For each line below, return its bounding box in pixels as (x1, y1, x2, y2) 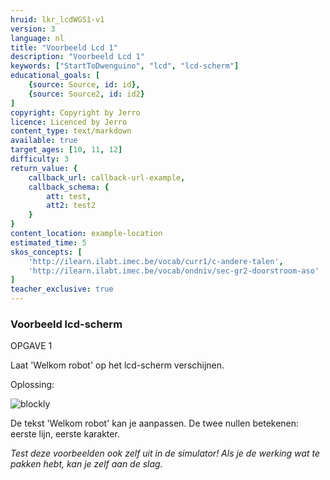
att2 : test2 (46, 201, 97, 211)
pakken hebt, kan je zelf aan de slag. (10, 458, 163, 470)
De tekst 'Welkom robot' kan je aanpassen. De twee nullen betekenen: (10, 417, 300, 430)
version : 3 (10, 24, 56, 34)
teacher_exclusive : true (10, 284, 114, 295)
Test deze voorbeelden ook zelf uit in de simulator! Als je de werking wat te (10, 447, 320, 460)
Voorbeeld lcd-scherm (10, 317, 123, 331)
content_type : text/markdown (10, 126, 132, 136)
